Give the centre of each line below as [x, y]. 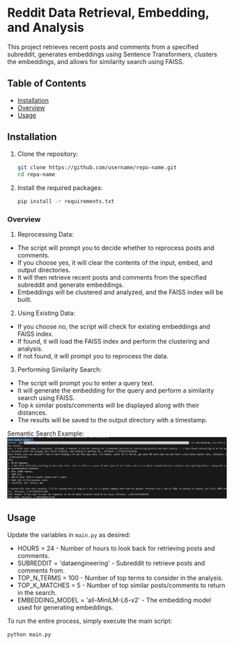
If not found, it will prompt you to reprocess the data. [93, 356]
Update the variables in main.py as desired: [69, 534]
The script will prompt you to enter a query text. [86, 383]
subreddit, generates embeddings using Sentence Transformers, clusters [112, 54]
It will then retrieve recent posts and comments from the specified [112, 278]
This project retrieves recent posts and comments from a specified [103, 47]
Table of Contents [47, 84]
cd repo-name [36, 175]
